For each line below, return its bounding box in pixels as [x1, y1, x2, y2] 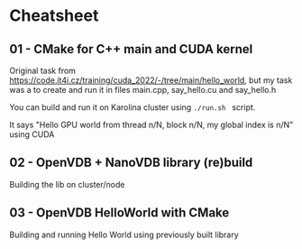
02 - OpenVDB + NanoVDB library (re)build [9, 155, 253, 171]
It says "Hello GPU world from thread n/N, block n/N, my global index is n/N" [9, 119, 294, 130]
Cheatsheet [9, 5, 99, 26]
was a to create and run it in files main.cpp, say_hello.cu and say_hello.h [9, 85, 277, 95]
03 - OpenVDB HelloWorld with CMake [9, 205, 230, 221]
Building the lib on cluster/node [9, 179, 125, 189]
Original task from [9, 65, 77, 76]
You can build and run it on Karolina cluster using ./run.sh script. [9, 102, 256, 113]
